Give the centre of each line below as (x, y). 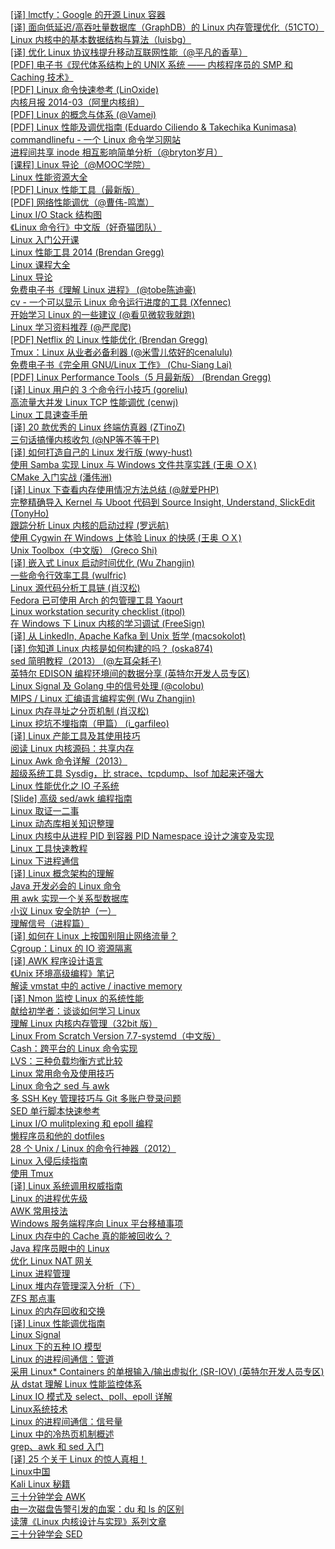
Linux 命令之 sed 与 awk (60, 1086)
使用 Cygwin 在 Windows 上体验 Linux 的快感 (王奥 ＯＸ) (126, 537)
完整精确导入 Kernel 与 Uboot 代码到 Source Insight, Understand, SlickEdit (163, 502)
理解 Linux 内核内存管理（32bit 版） (84, 1023)
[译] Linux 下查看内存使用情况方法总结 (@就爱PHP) (115, 489)
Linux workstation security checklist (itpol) (98, 611)
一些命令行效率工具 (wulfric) (68, 575)
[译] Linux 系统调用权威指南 (66, 1186)
